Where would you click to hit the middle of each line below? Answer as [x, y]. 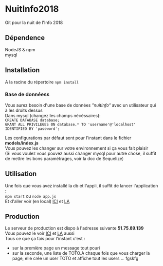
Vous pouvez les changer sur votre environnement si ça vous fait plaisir [77, 148]
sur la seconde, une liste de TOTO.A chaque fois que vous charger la [81, 253]
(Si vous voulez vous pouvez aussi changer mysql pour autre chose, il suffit [81, 153]
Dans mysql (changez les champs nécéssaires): [53, 115]
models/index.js [22, 143]
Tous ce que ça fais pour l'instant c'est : [45, 239]
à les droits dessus [24, 110]
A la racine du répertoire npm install [42, 82]
